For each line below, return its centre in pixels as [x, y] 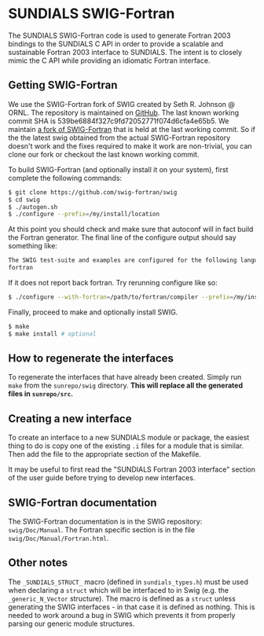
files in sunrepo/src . [41, 394]
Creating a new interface [70, 419]
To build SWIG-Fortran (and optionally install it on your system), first [118, 169]
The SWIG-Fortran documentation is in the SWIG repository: [105, 522]
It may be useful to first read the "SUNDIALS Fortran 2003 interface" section [132, 469]
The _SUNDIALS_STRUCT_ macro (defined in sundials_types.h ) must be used [128, 582]
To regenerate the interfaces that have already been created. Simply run [125, 377]
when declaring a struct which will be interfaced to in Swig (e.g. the [119, 590]
